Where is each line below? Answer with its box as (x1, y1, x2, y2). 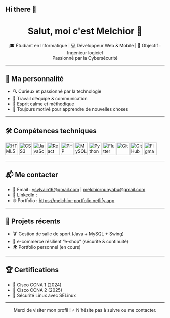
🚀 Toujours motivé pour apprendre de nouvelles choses (12, 106, 129, 112)
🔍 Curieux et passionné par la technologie (12, 88, 102, 94)
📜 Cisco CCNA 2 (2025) (12, 287, 62, 293)
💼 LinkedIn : (12, 192, 37, 198)
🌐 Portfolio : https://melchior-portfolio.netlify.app (12, 197, 115, 203)
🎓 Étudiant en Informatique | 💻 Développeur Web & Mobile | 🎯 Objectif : (9, 43, 161, 49)
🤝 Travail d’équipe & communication (12, 96, 88, 102)
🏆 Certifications (5, 265, 59, 274)
